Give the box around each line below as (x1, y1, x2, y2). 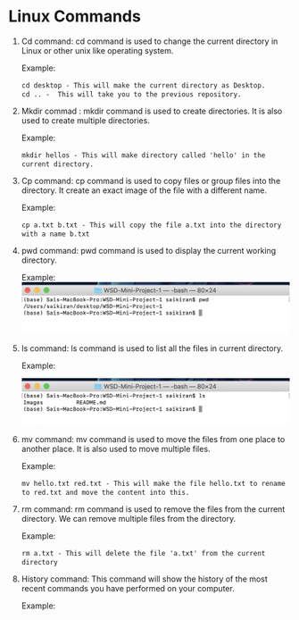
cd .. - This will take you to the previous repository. (21, 89, 242, 99)
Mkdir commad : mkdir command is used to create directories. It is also (21, 105, 283, 116)
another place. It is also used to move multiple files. (21, 444, 211, 455)
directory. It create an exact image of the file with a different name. (21, 185, 267, 196)
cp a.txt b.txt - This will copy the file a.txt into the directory (21, 221, 282, 230)
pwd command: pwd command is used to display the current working (21, 245, 277, 256)
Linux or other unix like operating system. (21, 45, 174, 55)
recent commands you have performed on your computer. (21, 583, 236, 594)
